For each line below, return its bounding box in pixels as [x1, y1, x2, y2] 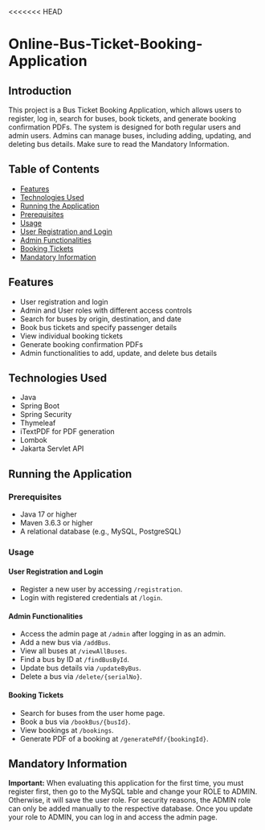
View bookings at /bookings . [19, 725, 114, 734]
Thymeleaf [19, 418, 56, 428]
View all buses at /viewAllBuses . [19, 646, 127, 656]
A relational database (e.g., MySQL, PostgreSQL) [19, 526, 182, 537]
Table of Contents [8, 162, 100, 176]
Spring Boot [19, 401, 60, 411]
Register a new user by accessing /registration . [19, 584, 183, 594]
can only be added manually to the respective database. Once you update [8, 803, 253, 814]
